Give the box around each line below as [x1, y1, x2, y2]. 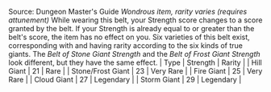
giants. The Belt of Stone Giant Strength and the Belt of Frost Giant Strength [8, 50, 261, 58]
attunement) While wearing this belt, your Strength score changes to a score [8, 15, 263, 25]
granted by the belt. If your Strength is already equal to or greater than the [8, 24, 255, 33]
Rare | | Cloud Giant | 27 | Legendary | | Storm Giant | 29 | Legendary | [8, 75, 242, 84]
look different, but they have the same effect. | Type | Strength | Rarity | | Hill [8, 58, 262, 67]
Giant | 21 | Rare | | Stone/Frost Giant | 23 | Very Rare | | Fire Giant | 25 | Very [8, 66, 263, 75]
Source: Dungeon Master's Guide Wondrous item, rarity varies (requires [8, 7, 248, 16]
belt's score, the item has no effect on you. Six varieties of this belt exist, [8, 32, 250, 42]
